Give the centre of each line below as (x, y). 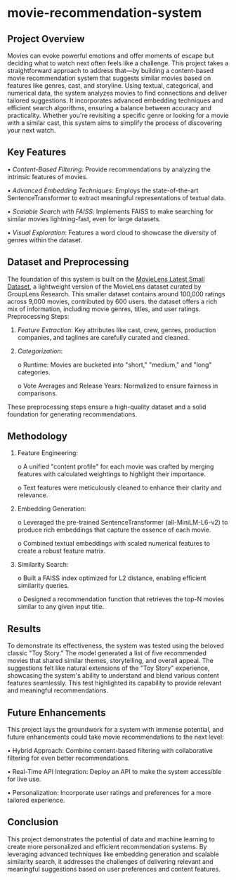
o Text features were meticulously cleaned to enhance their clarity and (119, 488)
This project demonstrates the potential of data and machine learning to (111, 839)
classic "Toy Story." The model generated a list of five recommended (107, 653)
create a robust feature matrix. (61, 551)
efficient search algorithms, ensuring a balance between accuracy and (110, 108)
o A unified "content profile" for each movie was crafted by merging (116, 467)
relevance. (33, 495)
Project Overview (46, 39)
